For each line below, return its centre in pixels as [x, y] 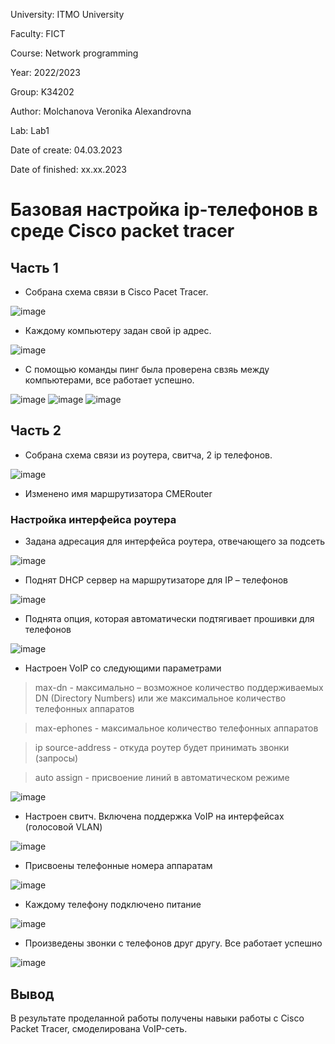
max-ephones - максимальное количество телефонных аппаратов [176, 728]
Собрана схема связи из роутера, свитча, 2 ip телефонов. [148, 455]
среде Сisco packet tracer [122, 231]
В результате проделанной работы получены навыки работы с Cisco [157, 1018]
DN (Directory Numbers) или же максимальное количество [160, 698]
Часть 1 [34, 267]
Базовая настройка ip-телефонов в [164, 210]
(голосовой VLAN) [63, 827]
